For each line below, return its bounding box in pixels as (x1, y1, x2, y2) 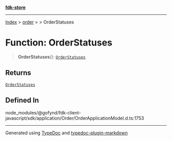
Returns (5, 68, 32, 77)
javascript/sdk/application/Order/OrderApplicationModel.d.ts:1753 (5, 115, 144, 121)
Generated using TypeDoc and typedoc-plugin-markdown (5, 130, 128, 136)
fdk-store (5, 5, 26, 10)
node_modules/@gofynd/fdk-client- (5, 109, 81, 115)
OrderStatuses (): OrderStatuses (17, 54, 86, 60)
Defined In (5, 96, 39, 105)
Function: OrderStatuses (5, 37, 113, 49)
